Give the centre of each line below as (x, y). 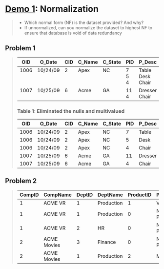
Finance (107, 242)
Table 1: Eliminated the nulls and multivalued (71, 111)
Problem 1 (20, 48)
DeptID (85, 195)
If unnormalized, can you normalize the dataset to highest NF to (88, 27)
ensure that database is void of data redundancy (73, 33)
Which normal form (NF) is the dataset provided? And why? (84, 22)
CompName (58, 195)
